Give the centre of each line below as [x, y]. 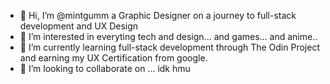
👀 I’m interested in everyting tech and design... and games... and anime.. [168, 36]
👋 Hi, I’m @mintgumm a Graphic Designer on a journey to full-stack [158, 15]
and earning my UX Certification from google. [113, 58]
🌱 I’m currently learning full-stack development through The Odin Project [169, 47]
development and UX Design [79, 26]
